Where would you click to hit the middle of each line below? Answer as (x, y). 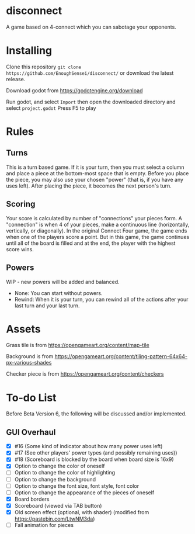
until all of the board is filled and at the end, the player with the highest (91, 243)
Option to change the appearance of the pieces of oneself (84, 493)
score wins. (20, 249)
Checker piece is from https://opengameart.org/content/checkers (85, 374)
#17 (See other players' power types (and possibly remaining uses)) (96, 453)
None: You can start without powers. (58, 293)
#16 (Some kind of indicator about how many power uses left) (88, 446)
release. (16, 79)
